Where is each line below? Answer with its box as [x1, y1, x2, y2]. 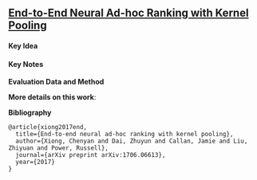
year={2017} [15, 158, 56, 166]
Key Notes [8, 59, 44, 68]
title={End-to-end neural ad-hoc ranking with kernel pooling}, [15, 131, 234, 139]
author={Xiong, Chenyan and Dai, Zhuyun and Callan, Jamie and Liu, [15, 137, 248, 146]
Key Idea [8, 41, 38, 50]
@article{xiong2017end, [8, 123, 88, 131]
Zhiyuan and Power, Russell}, [8, 144, 109, 152]
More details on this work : [8, 92, 97, 102]
